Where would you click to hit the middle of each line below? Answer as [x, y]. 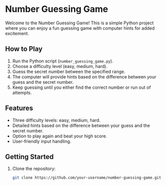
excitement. [17, 33]
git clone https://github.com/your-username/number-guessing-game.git [87, 178]
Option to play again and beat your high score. [60, 136]
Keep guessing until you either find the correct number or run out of [82, 87]
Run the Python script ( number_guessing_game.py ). [63, 61]
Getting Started [29, 156]
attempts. [22, 92]
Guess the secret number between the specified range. [69, 71]
